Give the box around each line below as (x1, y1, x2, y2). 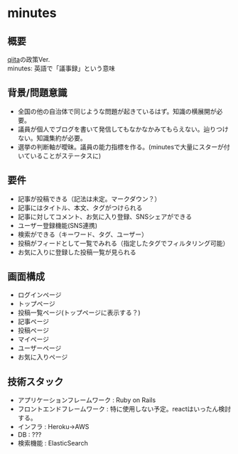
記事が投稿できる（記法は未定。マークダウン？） (17, 194, 161, 203)
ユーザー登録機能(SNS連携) (17, 221, 98, 229)
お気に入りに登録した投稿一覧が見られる (17, 247, 136, 256)
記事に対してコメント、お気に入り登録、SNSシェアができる (17, 212, 193, 221)
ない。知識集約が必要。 (17, 134, 87, 142)
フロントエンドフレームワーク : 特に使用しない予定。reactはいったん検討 (17, 405, 232, 414)
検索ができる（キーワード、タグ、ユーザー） (17, 229, 148, 239)
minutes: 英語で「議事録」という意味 (7, 64, 116, 72)
